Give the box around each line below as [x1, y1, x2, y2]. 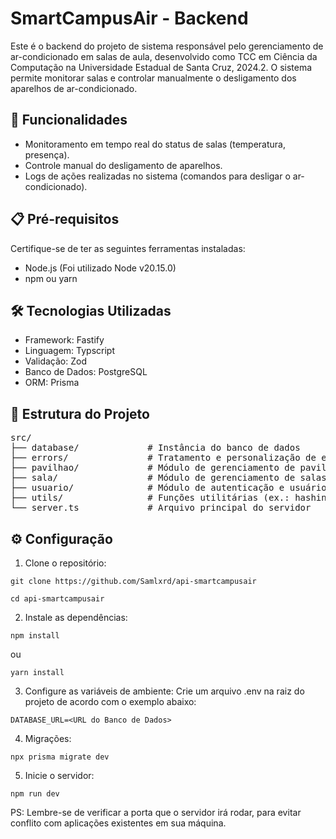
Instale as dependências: [24, 612, 128, 623]
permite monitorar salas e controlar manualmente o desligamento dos [10, 72, 297, 84]
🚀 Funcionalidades [10, 112, 128, 129]
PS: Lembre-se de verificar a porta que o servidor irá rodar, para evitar [10, 807, 302, 818]
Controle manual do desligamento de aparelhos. [24, 159, 223, 171]
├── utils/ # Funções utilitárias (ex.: [10, 492, 290, 504]
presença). [24, 148, 70, 161]
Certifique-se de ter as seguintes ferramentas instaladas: [10, 242, 246, 254]
